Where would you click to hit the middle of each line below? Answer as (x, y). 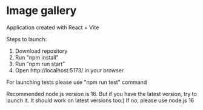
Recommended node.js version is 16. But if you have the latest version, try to (101, 94)
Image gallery (42, 11)
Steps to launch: (27, 39)
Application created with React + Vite (53, 27)
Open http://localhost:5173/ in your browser (69, 70)
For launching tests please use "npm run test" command (77, 82)
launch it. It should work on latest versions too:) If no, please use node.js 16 (100, 100)
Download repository (41, 51)
